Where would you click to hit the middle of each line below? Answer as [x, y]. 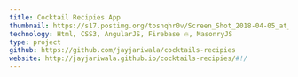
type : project [35, 42]
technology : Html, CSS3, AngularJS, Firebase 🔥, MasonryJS [121, 34]
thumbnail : [29, 26]
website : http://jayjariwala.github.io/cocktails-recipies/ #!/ [129, 58]
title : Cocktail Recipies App [65, 17]
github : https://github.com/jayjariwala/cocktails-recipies [123, 50]
